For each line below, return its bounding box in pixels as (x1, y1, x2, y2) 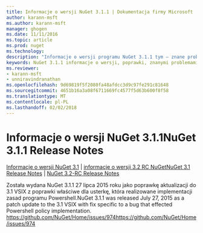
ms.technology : (6, 48, 45, 54)
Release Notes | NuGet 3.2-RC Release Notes (6, 170, 120, 177)
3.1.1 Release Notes (6, 143, 104, 157)
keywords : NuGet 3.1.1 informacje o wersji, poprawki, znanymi (6, 59, 169, 65)
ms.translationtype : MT (6, 93, 66, 99)
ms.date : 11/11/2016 (6, 31, 59, 38)
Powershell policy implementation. (6, 207, 92, 215)
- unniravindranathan (6, 76, 61, 82)
